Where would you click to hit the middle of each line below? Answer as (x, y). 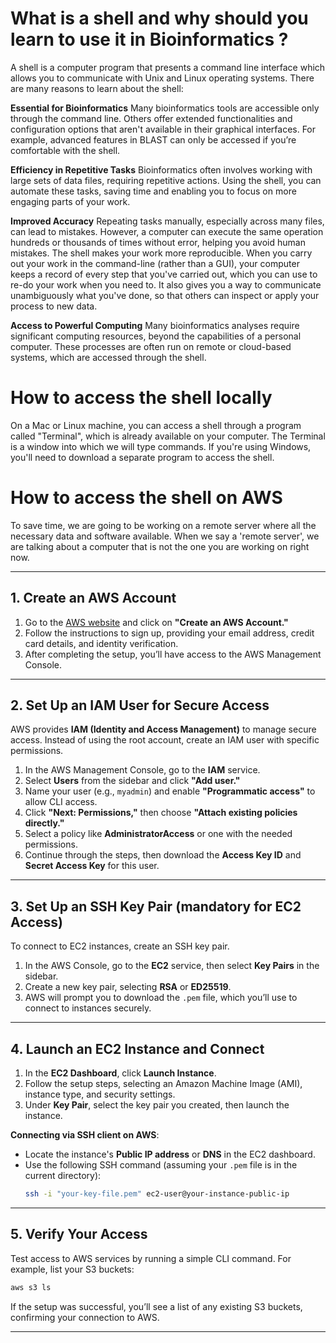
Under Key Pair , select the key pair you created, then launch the (157, 1105)
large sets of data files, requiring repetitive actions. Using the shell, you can (166, 180)
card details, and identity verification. (101, 643)
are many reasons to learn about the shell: (97, 88)
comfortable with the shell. (65, 150)
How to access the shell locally (141, 398)
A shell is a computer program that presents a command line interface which (168, 67)
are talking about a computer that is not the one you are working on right (160, 546)
